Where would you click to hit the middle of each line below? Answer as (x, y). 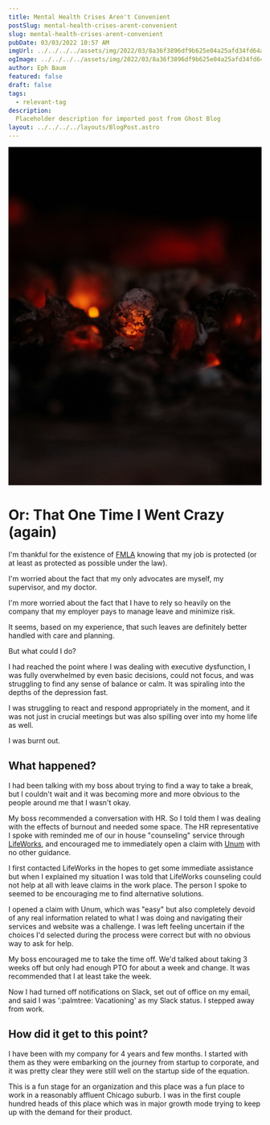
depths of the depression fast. (58, 692)
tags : (17, 93)
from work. (27, 1009)
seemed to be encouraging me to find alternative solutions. (106, 893)
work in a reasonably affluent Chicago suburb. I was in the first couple (125, 1094)
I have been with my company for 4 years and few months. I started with (128, 1053)
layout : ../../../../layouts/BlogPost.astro (84, 128)
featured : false (35, 77)
